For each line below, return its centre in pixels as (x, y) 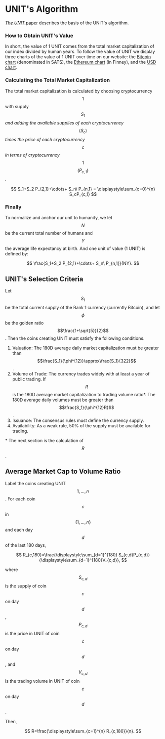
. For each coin (20, 499)
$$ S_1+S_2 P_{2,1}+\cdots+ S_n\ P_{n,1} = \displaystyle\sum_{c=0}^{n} (83, 189)
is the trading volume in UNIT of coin (42, 681)
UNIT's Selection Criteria (44, 279)
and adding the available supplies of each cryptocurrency (64, 123)
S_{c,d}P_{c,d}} (134, 555)
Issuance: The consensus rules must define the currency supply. (78, 420)
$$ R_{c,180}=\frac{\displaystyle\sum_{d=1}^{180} (67, 555)
